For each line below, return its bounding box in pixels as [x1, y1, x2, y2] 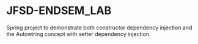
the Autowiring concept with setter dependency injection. [6, 30, 151, 37]
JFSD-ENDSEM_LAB [6, 4, 112, 18]
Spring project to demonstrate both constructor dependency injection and [6, 24, 193, 31]
